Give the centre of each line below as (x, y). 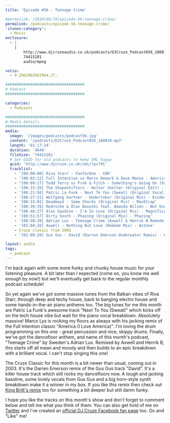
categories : (18, 103)
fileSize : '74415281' (33, 155)
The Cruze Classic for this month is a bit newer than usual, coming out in (81, 363)
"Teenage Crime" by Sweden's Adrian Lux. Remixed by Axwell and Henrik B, (85, 342)
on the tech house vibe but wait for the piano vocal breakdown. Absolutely (83, 315)
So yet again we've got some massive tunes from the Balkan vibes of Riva (82, 294)
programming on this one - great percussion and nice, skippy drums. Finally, (85, 331)
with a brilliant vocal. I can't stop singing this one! (57, 353)
